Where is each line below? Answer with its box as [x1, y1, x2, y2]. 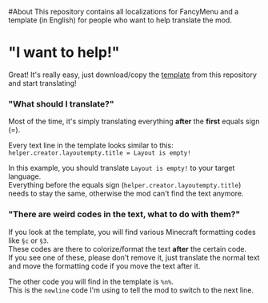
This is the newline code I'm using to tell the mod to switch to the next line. [8, 285, 254, 295]
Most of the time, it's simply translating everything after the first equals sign [8, 116, 260, 127]
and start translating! [8, 78, 78, 87]
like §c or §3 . [8, 236, 50, 245]
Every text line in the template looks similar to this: [8, 140, 174, 151]
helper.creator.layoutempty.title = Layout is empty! [8, 149, 192, 157]
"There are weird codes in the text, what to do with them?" [8, 208, 241, 220]
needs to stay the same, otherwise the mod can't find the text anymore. [8, 188, 244, 199]
